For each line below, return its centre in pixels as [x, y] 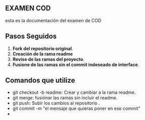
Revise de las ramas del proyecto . [48, 59]
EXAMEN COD [28, 8]
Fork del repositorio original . [43, 48]
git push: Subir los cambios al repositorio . [56, 103]
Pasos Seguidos [31, 37]
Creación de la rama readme [43, 54]
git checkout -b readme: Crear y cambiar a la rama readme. [74, 92]
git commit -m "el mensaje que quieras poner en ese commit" [76, 108]
